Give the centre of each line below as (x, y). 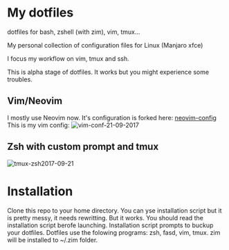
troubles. (20, 79)
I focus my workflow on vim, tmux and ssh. (68, 58)
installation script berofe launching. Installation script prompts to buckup (110, 225)
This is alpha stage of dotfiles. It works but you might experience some (108, 72)
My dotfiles (40, 13)
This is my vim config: (38, 125)
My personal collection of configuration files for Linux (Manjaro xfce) (105, 45)
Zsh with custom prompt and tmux (83, 147)
